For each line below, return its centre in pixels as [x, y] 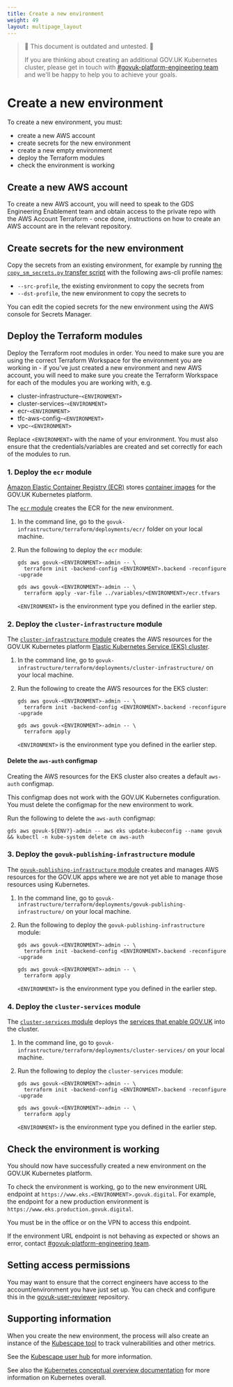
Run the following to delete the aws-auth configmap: [81, 818]
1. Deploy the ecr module [50, 472]
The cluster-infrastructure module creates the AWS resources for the [110, 639]
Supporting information [59, 1319]
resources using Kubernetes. [49, 884]
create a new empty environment [65, 151]
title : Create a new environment [56, 14]
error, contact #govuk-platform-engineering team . [79, 1243]
